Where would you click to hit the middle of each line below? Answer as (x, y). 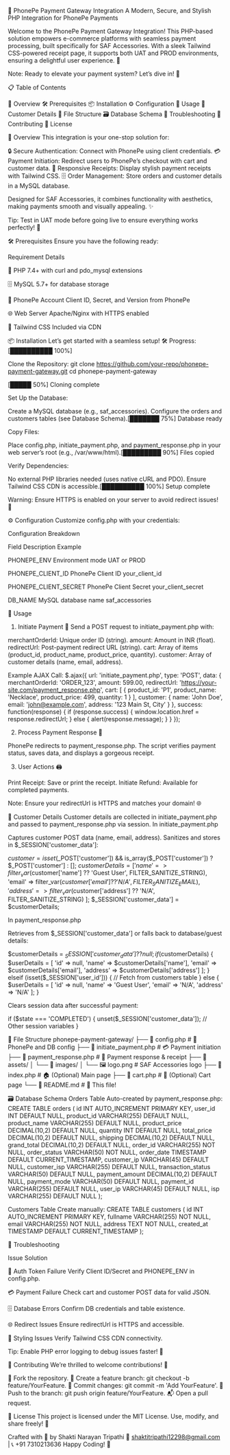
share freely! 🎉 (28, 1424)
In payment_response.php (44, 920)
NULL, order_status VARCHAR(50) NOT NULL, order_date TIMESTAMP (107, 1152)
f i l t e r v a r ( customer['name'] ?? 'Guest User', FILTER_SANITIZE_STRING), (107, 874)
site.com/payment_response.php (54, 690)
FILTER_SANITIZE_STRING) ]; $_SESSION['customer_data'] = (93, 899)
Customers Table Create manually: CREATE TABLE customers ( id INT (106, 1210)
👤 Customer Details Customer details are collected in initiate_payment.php (113, 817)
